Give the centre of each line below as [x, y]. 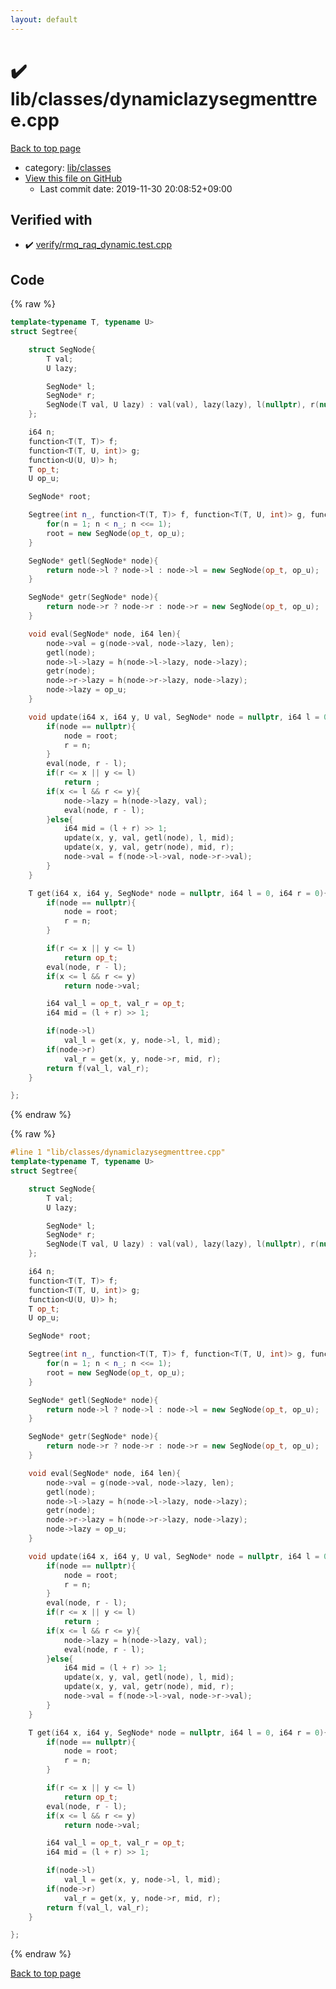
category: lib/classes [68, 167]
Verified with [51, 219]
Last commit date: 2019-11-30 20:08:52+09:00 [136, 188]
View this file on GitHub [73, 178]
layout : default [44, 19]
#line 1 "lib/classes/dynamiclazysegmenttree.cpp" [118, 1152]
